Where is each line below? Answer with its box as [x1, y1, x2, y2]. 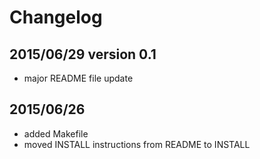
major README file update [23, 72, 134, 84]
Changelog [9, 6, 103, 29]
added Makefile [23, 127, 89, 140]
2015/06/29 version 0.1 [9, 46, 157, 63]
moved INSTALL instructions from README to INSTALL [23, 138, 251, 150]
